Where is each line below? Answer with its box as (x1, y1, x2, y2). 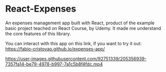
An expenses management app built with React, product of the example (5, 20, 155, 26)
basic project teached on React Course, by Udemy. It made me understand (5, 25, 161, 31)
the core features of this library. (5, 30, 71, 37)
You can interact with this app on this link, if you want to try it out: (5, 40, 142, 46)
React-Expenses (5, 3, 76, 15)
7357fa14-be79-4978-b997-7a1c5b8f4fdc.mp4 (5, 61, 103, 67)
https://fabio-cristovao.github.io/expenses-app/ (5, 46, 105, 52)
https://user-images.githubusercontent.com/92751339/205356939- (5, 55, 147, 61)
